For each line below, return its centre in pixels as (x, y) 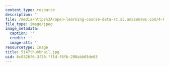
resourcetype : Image (27, 47)
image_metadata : (22, 29)
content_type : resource (30, 10)
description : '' (22, 15)
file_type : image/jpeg (29, 24)
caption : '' (22, 33)
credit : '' (21, 38)
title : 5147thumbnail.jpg (32, 52)
